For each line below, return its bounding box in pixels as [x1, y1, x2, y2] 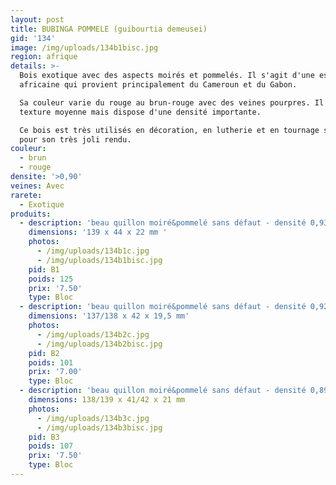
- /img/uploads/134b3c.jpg [36, 413, 150, 423]
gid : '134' [10, 33, 56, 43]
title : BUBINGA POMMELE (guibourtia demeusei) [10, 24, 208, 34]
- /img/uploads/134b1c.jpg [36, 246, 150, 256]
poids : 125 [28, 274, 74, 284]
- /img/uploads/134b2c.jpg [36, 329, 150, 340]
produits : [10, 209, 52, 219]
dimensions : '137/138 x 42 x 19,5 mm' [28, 311, 190, 321]
